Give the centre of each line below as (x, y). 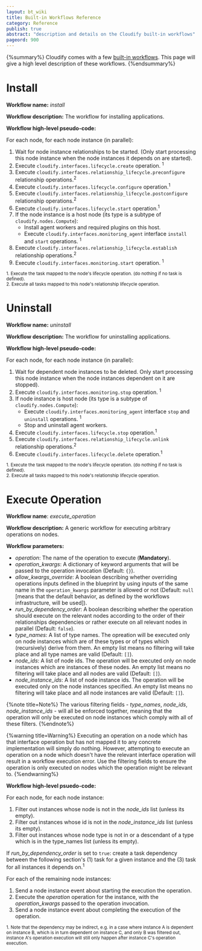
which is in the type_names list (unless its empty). (77, 842)
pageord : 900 (23, 40)
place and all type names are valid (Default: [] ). (74, 655)
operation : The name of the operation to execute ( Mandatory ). (93, 558)
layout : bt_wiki (27, 12)
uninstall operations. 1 (52, 418)
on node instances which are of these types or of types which (92, 641)
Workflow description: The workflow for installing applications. (85, 116)
